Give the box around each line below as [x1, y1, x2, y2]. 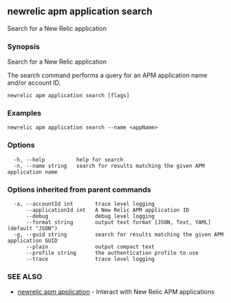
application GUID [7, 237, 58, 244]
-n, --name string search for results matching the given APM [13, 162, 205, 169]
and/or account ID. [7, 78, 61, 87]
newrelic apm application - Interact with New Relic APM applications [17, 288, 215, 296]
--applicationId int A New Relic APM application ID [25, 206, 190, 213]
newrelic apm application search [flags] [7, 92, 130, 99]
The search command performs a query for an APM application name [7, 71, 208, 80]
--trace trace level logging [25, 255, 155, 262]
